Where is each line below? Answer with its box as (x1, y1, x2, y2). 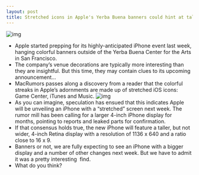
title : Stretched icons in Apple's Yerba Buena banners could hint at (6, 14, 184, 20)
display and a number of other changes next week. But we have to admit (14, 149, 192, 156)
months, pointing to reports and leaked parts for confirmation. (14, 117, 166, 125)
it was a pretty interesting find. (14, 155, 91, 163)
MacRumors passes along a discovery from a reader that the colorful (14, 79, 183, 87)
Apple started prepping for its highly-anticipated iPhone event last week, (14, 42, 192, 49)
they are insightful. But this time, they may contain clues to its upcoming (14, 67, 191, 74)
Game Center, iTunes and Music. (14, 93, 95, 100)
